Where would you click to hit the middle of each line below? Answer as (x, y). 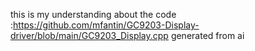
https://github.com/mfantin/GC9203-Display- (106, 25)
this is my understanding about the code (93, 14)
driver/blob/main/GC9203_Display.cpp (89, 35)
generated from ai (207, 35)
